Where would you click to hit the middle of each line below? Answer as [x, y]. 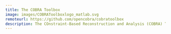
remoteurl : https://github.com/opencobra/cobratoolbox [65, 19]
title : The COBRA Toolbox [33, 10]
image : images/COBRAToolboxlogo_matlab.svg [52, 14]
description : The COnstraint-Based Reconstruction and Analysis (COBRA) [84, 24]
